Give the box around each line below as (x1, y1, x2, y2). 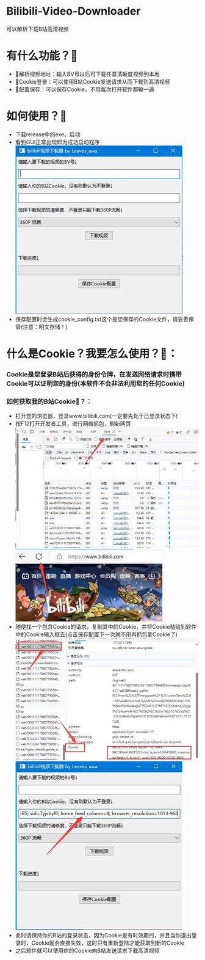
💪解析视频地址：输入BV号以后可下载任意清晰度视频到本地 (15, 70, 160, 78)
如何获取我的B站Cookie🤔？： (6, 397, 93, 406)
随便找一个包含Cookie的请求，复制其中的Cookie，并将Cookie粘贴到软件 (15, 623, 197, 630)
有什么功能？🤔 (6, 49, 78, 63)
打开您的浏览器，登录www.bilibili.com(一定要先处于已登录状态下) (15, 412, 178, 420)
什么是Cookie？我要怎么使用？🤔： (6, 347, 178, 361)
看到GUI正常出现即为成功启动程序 (15, 138, 100, 145)
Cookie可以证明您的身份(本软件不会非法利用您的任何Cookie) (6, 379, 185, 387)
